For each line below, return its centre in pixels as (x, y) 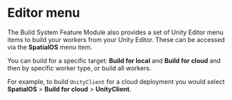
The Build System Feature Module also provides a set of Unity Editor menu (115, 32)
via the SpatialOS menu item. (50, 47)
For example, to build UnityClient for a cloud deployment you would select (116, 81)
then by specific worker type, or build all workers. (79, 68)
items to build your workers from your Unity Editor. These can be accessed (116, 39)
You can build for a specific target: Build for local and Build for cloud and (114, 60)
